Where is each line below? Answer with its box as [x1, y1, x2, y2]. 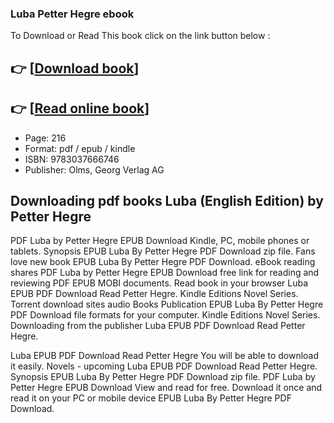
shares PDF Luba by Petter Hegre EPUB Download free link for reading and [10, 267, 320, 279]
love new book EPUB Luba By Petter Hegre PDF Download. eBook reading [10, 256, 316, 268]
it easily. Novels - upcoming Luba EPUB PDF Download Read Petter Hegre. [10, 360, 318, 372]
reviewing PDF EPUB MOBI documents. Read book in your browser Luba [10, 277, 309, 289]
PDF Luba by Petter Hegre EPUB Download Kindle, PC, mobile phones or [10, 235, 310, 247]
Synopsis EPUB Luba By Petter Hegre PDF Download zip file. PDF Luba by [10, 371, 316, 383]
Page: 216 [24, 132, 67, 144]
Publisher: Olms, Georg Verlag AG [24, 163, 165, 176]
